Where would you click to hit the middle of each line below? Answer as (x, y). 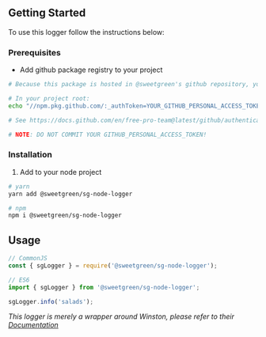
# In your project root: (49, 98)
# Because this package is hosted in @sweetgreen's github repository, (129, 85)
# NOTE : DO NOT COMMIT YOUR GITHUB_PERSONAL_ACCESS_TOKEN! (108, 134)
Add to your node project (61, 172)
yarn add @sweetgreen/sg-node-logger (70, 194)
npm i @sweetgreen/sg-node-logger (65, 216)
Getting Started (47, 13)
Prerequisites (34, 52)
